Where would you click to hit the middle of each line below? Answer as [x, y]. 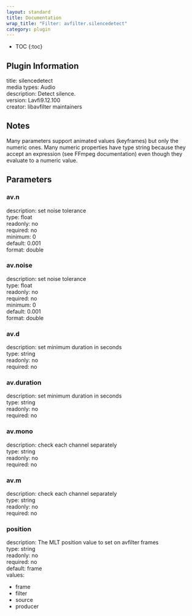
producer [27, 606]
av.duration [24, 383]
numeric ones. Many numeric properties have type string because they [96, 147]
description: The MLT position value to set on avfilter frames [83, 542]
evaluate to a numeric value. [42, 160]
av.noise [19, 266]
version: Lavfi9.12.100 [33, 100]
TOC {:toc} [29, 47]
